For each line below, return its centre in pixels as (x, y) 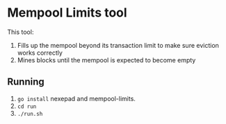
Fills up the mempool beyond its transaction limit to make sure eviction (118, 45)
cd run (27, 106)
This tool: (21, 32)
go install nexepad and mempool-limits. (76, 98)
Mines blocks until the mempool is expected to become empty (106, 60)
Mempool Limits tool (67, 13)
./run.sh (30, 114)
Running (26, 82)
